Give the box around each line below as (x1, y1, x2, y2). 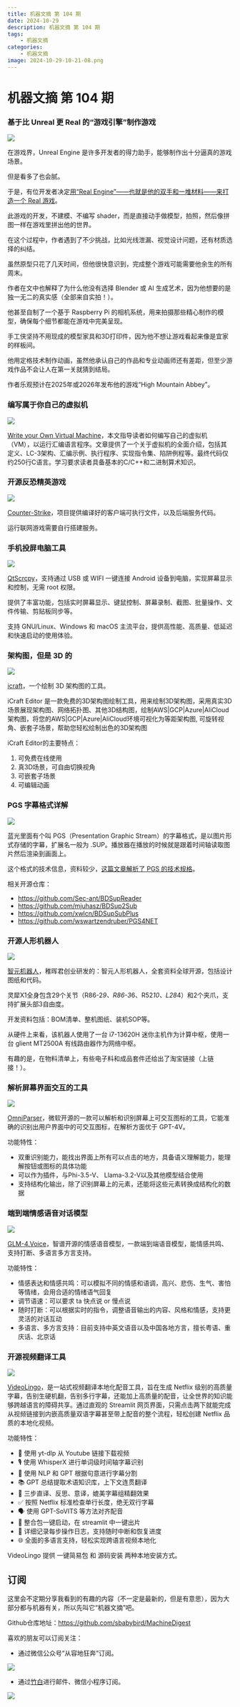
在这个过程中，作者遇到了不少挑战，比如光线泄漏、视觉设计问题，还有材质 (7, 236, 226, 244)
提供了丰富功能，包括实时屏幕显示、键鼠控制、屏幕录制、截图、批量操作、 (7, 598, 226, 607)
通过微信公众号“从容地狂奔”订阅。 (17, 1648, 118, 1657)
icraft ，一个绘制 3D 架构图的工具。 (7, 681, 110, 690)
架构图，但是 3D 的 (7, 651, 73, 661)
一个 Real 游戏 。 (13, 196, 62, 205)
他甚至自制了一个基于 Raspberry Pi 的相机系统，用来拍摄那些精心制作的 (7, 308, 218, 316)
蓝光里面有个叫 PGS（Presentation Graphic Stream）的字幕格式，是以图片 (7, 831, 226, 840)
